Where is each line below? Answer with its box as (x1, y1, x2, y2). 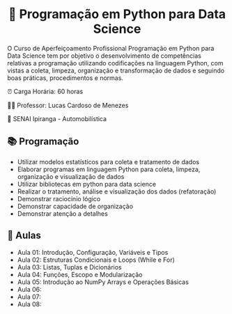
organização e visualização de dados (17, 172, 125, 180)
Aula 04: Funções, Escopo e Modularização (17, 270, 143, 278)
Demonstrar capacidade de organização (17, 202, 134, 210)
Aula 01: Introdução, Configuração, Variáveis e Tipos (17, 248, 169, 256)
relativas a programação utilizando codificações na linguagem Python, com (7, 58, 224, 67)
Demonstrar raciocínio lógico (17, 194, 101, 203)
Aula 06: (17, 285, 42, 293)
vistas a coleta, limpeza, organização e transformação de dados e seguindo (7, 66, 225, 74)
